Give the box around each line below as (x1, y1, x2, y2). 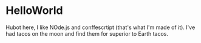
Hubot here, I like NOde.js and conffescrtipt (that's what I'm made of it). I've (5, 24, 196, 31)
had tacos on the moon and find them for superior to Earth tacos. (5, 30, 168, 37)
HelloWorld (5, 4, 63, 18)
